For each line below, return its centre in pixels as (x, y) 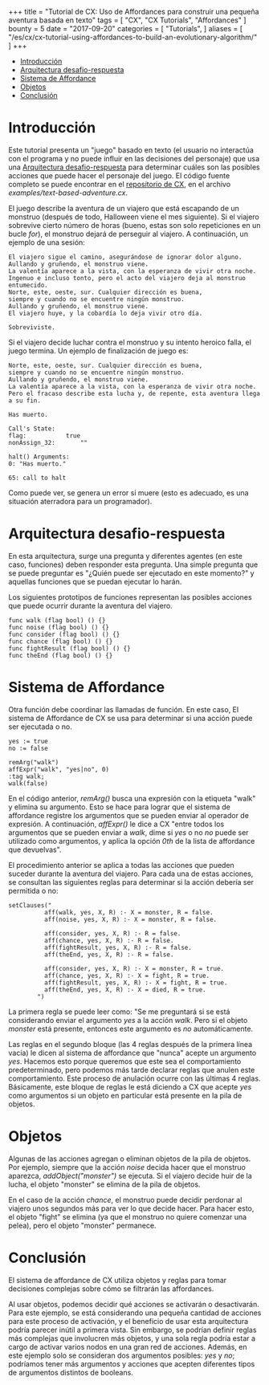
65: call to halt (37, 478)
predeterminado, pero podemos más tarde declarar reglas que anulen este (132, 1069)
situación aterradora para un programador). (80, 501)
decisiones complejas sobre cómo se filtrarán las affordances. (111, 1289)
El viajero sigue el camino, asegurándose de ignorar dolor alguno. (125, 257)
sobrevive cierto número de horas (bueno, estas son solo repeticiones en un (134, 225)
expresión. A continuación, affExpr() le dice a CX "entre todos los (116, 824)
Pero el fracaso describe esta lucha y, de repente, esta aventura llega (134, 393)
